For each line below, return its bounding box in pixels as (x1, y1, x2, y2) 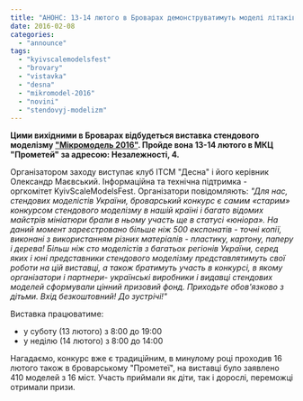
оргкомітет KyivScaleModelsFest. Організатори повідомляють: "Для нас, (10, 186, 289, 196)
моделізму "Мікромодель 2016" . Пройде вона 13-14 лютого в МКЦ (10, 140, 274, 150)
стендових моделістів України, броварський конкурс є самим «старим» (10, 196, 290, 206)
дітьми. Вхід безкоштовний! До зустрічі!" (10, 291, 168, 302)
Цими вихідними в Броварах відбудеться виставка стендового (10, 130, 260, 141)
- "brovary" (18, 64, 64, 73)
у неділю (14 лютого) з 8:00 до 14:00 (22, 335, 164, 347)
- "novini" (18, 96, 59, 106)
